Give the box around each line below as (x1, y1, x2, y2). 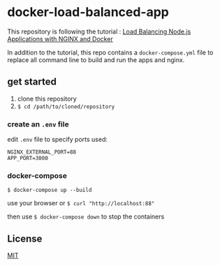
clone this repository (17, 94, 77, 103)
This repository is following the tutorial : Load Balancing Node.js (7, 27, 191, 36)
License (7, 232, 43, 244)
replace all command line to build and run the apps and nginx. (7, 55, 185, 64)
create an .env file (7, 119, 69, 129)
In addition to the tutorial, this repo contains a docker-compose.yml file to (7, 48, 214, 57)
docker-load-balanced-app (7, 4, 170, 20)
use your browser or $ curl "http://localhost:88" (7, 199, 155, 207)
